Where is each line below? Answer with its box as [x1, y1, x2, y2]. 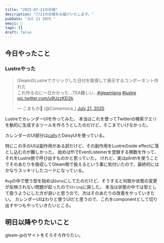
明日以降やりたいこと [5, 218, 70, 226]
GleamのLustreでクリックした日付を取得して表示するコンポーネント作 [17, 77, 159, 83]
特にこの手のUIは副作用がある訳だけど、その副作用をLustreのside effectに [5, 143, 155, 149]
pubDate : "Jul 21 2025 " [5, 16, 56, 21]
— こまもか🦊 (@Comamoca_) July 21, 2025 [17, 105, 105, 111]
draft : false [5, 30, 32, 35]
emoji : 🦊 [5, 21, 23, 26]
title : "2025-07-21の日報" [5, 7, 58, 12]
